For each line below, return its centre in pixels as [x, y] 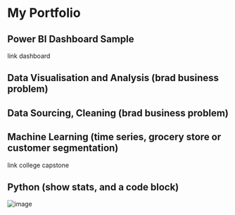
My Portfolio [44, 13]
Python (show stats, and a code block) [93, 187]
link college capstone [38, 165]
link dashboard [29, 56]
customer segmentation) [63, 148]
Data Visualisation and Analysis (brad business [113, 78]
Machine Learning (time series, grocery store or [114, 137]
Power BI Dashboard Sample [71, 39]
